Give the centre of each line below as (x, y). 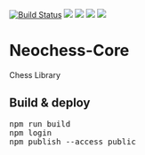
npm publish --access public (72, 141)
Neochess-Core (69, 51)
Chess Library (35, 74)
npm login (30, 132)
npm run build (40, 124)
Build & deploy (50, 103)
